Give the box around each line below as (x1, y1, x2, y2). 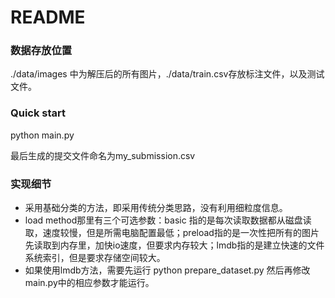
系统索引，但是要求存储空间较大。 (24, 252, 166, 264)
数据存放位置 (10, 44, 73, 58)
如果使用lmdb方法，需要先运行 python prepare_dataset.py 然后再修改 (24, 264, 311, 276)
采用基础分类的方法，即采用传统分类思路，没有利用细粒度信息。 (24, 202, 288, 214)
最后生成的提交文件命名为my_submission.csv (10, 149, 196, 161)
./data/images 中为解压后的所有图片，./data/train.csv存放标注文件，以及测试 (10, 68, 325, 80)
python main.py (10, 129, 75, 141)
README (10, 6, 86, 29)
